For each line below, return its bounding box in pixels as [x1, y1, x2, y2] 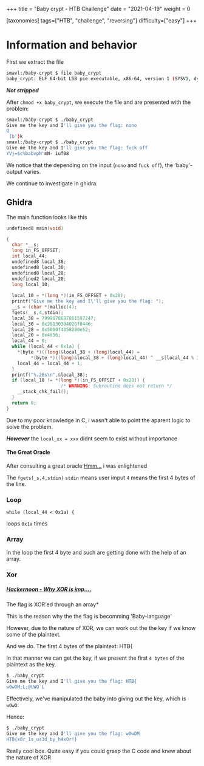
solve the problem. [6, 423, 53, 430]
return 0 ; [12, 400, 36, 406]
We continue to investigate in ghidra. [6, 179, 98, 187]
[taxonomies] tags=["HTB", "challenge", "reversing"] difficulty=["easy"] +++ [6, 17, 197, 24]
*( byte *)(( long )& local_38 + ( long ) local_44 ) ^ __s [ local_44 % [30, 355, 194, 361]
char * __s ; [12, 242, 39, 248]
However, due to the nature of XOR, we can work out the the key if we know [6, 624, 196, 632]
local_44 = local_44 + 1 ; [17, 360, 83, 366]
